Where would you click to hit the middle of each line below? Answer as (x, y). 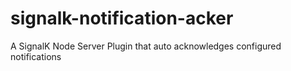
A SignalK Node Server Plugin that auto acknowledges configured (146, 46)
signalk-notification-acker (122, 18)
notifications (36, 56)
